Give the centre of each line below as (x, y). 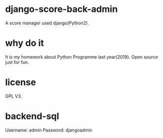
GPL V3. (14, 96)
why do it (24, 43)
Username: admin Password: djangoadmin (49, 130)
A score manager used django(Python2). (47, 23)
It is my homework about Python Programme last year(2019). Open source (82, 57)
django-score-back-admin (61, 9)
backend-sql (32, 116)
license (21, 82)
